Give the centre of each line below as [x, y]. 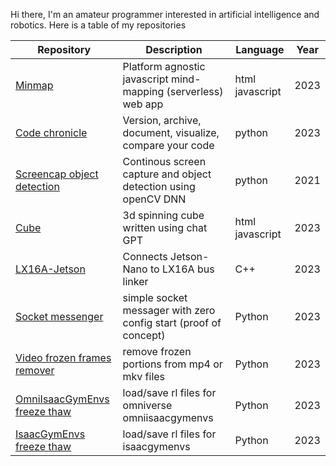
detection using [159, 186]
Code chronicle [51, 132]
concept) [144, 335]
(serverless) [195, 91]
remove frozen [157, 351]
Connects [145, 256]
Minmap [34, 85]
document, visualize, [171, 132]
